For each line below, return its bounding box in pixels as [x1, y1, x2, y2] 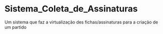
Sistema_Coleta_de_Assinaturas [4, 3, 138, 14]
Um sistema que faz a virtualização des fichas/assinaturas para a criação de [4, 19, 158, 25]
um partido [4, 24, 27, 30]
